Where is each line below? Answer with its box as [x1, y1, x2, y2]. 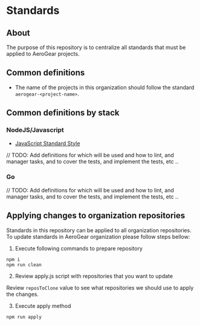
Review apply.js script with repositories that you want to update [15, 272, 173, 279]
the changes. [6, 290, 39, 298]
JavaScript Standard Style [15, 140, 80, 147]
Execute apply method [15, 302, 71, 309]
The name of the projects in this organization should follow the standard [15, 83, 195, 91]
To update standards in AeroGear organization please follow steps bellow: [6, 233, 190, 240]
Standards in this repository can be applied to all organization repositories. [6, 226, 192, 233]
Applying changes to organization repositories [6, 210, 185, 221]
